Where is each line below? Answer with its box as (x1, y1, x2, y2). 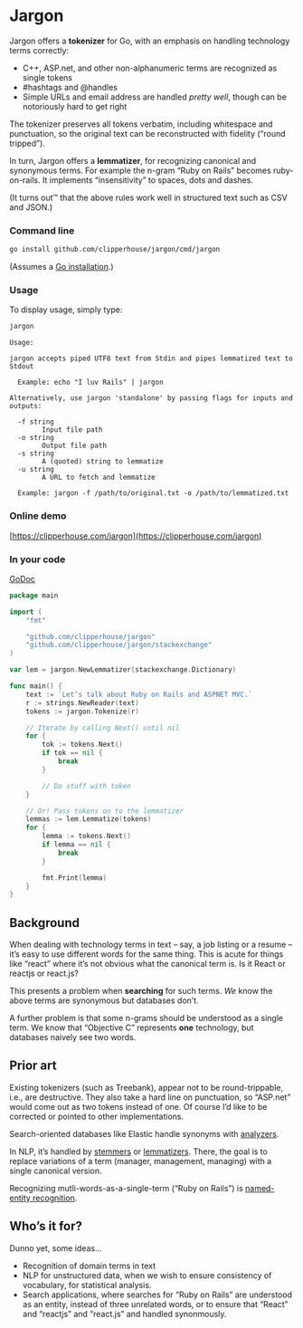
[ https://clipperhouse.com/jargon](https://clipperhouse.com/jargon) (9, 530, 262, 541)
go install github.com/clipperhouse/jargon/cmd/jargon (9, 245, 221, 254)
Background (9, 915, 80, 931)
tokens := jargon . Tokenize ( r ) (25, 707, 140, 716)
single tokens (22, 72, 72, 82)
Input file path (42, 425, 103, 435)
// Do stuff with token (42, 781, 131, 790)
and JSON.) (9, 201, 53, 213)
